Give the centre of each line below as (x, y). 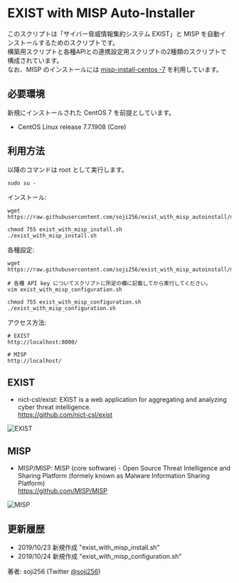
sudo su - (22, 183)
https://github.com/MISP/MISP (63, 491)
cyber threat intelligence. (54, 407)
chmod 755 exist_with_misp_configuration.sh (74, 302)
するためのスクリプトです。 (79, 42)
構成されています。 (35, 60)
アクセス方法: (27, 322)
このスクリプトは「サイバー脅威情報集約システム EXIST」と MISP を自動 (114, 33)
